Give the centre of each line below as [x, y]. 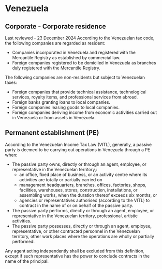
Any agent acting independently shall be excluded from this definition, [75, 251]
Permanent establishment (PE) [52, 133]
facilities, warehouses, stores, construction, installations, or [78, 190]
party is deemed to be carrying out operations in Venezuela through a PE [78, 150]
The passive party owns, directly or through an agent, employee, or [79, 164]
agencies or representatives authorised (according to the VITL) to [84, 200]
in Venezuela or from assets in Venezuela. [54, 118]
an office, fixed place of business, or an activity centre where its [83, 174]
